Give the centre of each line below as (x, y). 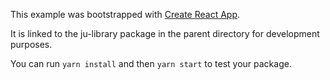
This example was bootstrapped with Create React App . (125, 14)
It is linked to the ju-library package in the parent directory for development (165, 33)
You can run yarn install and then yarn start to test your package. (151, 63)
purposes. (31, 44)
